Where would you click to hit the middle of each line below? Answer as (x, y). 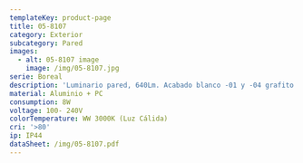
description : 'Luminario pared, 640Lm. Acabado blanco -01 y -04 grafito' (154, 85)
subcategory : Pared (46, 43)
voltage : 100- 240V (46, 110)
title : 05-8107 (38, 26)
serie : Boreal (36, 77)
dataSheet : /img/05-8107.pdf (64, 144)
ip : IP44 (26, 136)
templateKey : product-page (60, 18)
